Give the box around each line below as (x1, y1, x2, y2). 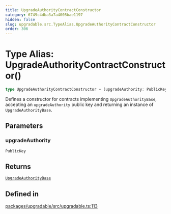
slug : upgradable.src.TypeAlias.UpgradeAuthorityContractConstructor (5, 21, 156, 27)
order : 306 (5, 26, 28, 32)
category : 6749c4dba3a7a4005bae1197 (5, 12, 83, 17)
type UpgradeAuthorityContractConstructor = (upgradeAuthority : (5, 87, 145, 92)
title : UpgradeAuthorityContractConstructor (5, 7, 101, 13)
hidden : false (5, 17, 36, 22)
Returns (5, 163, 32, 171)
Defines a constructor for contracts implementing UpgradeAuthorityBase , (5, 96, 157, 102)
